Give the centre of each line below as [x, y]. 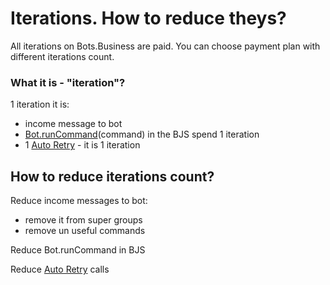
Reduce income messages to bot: [79, 201]
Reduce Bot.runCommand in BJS [78, 250]
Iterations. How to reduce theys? [148, 18]
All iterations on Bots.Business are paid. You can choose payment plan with [165, 46]
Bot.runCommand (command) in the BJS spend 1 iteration [142, 134]
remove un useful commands [85, 231]
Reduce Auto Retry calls [60, 269]
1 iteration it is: [40, 104]
